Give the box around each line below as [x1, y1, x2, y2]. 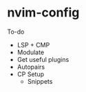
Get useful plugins [17, 55, 69, 63]
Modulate [17, 48, 45, 56]
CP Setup [17, 70, 45, 78]
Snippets [27, 77, 53, 85]
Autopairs [17, 62, 45, 71]
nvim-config [7, 5, 80, 21]
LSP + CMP [17, 41, 50, 49]
